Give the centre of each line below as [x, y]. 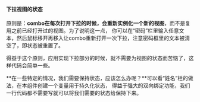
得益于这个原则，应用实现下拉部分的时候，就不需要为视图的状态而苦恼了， [97, 58]
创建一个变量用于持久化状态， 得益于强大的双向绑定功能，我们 [114, 85]
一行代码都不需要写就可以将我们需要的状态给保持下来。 [74, 93]
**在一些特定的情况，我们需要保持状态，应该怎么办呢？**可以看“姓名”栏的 [97, 78]
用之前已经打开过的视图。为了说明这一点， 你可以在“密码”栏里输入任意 [93, 31]
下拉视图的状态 [24, 9]
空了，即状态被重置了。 [35, 46]
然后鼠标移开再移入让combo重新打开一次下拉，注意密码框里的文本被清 [103, 38]
